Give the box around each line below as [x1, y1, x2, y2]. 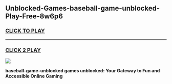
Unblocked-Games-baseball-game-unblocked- [5, 4, 160, 13]
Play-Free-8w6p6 [5, 12, 63, 21]
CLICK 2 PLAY [5, 46, 41, 53]
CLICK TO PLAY [5, 27, 45, 35]
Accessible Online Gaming [5, 73, 63, 79]
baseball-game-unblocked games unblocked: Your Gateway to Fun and [5, 67, 160, 73]
